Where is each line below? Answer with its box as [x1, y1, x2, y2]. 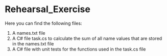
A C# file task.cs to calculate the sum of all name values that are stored [12, 35, 162, 41]
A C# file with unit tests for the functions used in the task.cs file [12, 46, 146, 52]
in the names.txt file [12, 40, 54, 46]
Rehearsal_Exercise [5, 4, 90, 15]
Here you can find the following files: [5, 20, 82, 26]
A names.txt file [12, 30, 45, 36]
